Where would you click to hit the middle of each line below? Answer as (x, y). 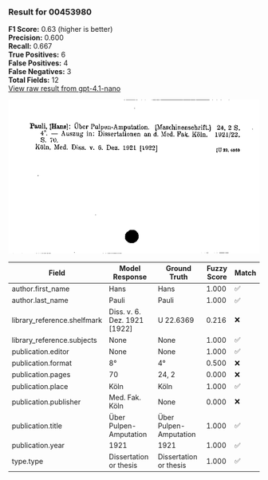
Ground (179, 269)
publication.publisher (46, 402)
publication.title (37, 426)
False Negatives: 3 (40, 72)
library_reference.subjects (54, 340)
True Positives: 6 (37, 55)
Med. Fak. (125, 398)
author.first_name (41, 289)
